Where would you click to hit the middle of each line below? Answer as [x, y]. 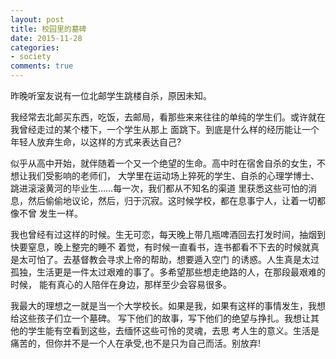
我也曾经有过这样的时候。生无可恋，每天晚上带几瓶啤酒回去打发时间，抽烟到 [168, 234]
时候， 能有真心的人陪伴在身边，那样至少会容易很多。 [121, 284]
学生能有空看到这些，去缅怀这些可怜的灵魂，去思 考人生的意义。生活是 [173, 330]
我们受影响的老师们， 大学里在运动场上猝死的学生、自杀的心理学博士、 [173, 175]
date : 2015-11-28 [46, 38]
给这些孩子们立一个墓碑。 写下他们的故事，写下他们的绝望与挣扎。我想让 [160, 318]
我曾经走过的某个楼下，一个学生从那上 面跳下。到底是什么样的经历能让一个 [165, 129]
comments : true [42, 66]
